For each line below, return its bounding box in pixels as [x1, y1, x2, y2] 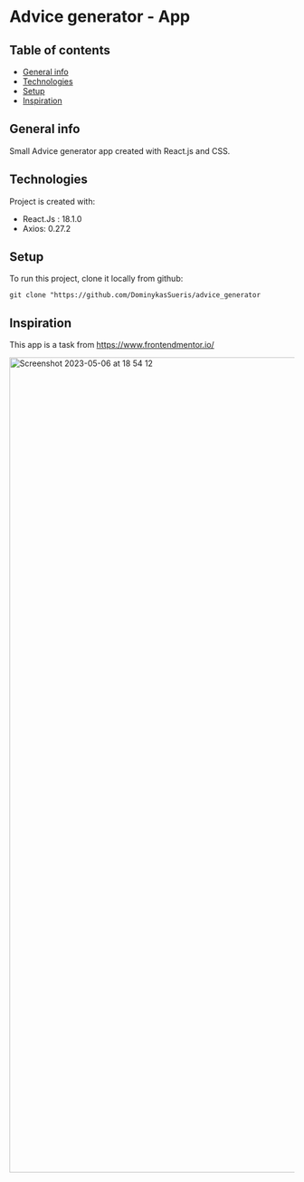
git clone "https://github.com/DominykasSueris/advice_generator [9, 291, 261, 300]
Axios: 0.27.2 [22, 223, 71, 234]
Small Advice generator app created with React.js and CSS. [9, 145, 231, 156]
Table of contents [9, 43, 110, 58]
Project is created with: [9, 196, 96, 207]
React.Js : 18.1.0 [22, 213, 82, 224]
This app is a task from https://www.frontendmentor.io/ [9, 340, 214, 351]
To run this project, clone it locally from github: [9, 274, 184, 284]
